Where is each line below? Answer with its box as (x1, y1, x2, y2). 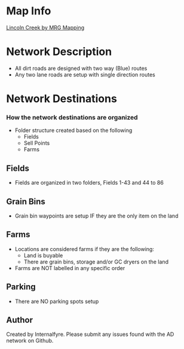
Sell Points (23, 139, 50, 147)
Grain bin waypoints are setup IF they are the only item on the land (14, 212, 179, 219)
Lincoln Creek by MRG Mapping (6, 24, 85, 31)
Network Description (6, 45, 112, 59)
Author (6, 315, 33, 325)
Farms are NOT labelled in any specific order (14, 264, 125, 271)
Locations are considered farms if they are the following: (14, 245, 154, 252)
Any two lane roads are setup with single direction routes (14, 71, 155, 78)
